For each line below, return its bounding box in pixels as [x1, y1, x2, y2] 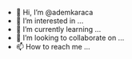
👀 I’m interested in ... [15, 16, 84, 26]
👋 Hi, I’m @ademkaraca [15, 8, 94, 17]
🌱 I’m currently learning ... [15, 25, 102, 33]
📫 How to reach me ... [15, 42, 90, 51]
